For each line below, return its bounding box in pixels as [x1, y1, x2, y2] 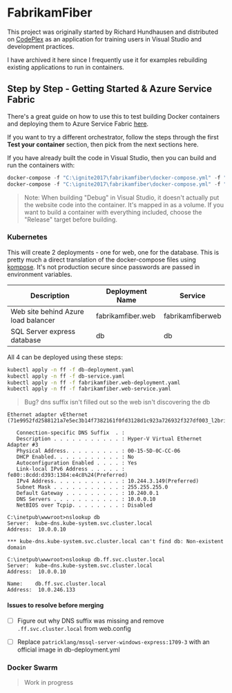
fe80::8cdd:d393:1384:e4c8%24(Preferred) [7, 471, 128, 479]
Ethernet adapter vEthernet [7, 411, 88, 418]
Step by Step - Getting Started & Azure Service [7, 83, 213, 95]
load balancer [10, 315, 55, 325]
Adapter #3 [7, 442, 39, 449]
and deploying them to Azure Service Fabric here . [7, 119, 149, 128]
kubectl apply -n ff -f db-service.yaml [7, 373, 126, 380]
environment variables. [7, 270, 72, 278]
